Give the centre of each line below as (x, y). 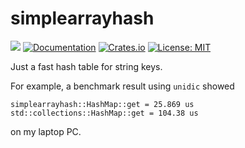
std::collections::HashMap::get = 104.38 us (104, 113)
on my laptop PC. (46, 131)
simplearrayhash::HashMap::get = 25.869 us (102, 104)
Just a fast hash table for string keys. (86, 66)
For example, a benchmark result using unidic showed (122, 86)
